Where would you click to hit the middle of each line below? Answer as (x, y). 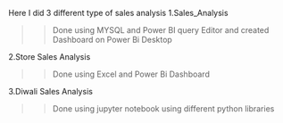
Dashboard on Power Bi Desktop (112, 40)
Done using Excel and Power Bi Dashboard (131, 74)
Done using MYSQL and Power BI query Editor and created (161, 30)
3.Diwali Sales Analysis (50, 91)
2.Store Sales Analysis (50, 57)
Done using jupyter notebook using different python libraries (163, 109)
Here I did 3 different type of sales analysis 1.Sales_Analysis (118, 13)
